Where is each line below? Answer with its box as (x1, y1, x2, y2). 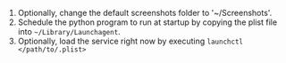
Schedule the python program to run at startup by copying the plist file (17, 17, 278, 28)
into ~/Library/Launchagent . (17, 27, 121, 36)
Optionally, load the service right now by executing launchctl (17, 35, 244, 46)
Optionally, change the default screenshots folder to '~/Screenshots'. (17, 8, 273, 18)
